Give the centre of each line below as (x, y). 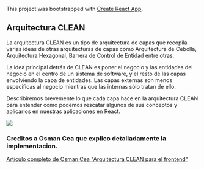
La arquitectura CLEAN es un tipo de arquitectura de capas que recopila (97, 43)
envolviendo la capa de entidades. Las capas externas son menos (89, 80)
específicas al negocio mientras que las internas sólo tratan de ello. (91, 86)
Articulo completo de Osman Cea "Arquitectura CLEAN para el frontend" (97, 159)
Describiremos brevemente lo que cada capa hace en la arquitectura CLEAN (102, 98)
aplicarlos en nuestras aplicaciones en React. (64, 111)
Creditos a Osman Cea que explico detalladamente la (86, 138)
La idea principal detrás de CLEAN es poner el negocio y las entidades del (100, 67)
